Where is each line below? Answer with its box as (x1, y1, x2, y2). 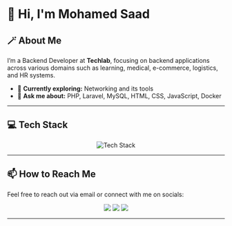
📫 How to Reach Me (7, 169, 96, 180)
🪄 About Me (7, 35, 62, 46)
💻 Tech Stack (7, 119, 68, 131)
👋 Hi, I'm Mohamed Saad (7, 6, 151, 22)
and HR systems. (7, 71, 55, 79)
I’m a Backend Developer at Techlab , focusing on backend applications (7, 57, 210, 64)
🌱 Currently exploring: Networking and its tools (17, 84, 154, 93)
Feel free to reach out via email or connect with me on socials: (7, 190, 184, 198)
